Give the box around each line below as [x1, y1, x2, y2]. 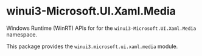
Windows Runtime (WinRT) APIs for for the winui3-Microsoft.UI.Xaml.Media [6, 24, 197, 32]
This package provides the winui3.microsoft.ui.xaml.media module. [6, 43, 178, 50]
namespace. [6, 30, 38, 38]
